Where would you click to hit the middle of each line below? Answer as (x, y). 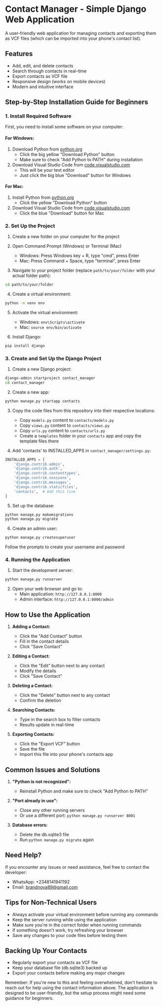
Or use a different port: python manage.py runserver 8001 (77, 815)
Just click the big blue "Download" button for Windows (75, 175)
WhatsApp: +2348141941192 (41, 881)
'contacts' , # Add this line (45, 491)
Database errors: (30, 825)
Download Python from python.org (47, 149)
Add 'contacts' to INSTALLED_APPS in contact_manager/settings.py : (81, 450)
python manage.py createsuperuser (41, 537)
